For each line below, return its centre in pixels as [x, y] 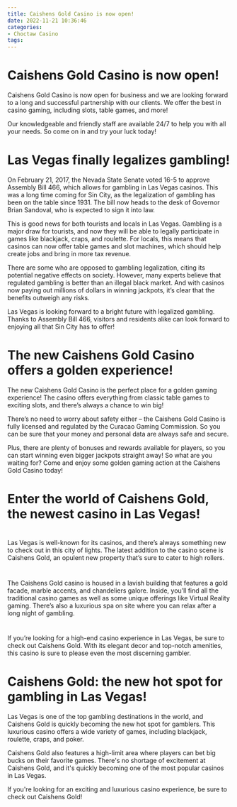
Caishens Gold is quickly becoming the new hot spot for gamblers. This [111, 724]
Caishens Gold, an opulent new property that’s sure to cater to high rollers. [116, 558]
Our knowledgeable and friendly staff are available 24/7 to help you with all [117, 124]
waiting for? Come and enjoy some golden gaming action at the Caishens [114, 463]
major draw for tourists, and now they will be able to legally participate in [113, 231]
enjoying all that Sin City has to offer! [61, 326]
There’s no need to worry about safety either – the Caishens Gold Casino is [117, 419]
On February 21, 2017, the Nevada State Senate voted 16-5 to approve [109, 180]
